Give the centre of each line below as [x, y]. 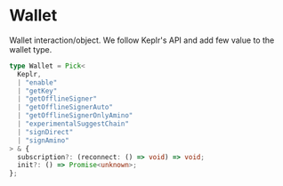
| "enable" [37, 82]
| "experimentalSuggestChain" [73, 124]
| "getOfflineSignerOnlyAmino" [75, 116]
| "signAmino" [43, 140]
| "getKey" [37, 91]
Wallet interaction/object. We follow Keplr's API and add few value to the [142, 40]
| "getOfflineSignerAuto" [65, 108]
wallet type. [31, 49]
